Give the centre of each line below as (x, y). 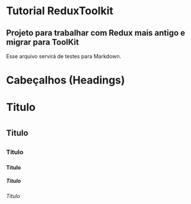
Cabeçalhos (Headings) (66, 80)
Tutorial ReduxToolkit (60, 11)
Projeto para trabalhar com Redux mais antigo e (96, 33)
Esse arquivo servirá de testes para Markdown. (64, 56)
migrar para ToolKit (42, 42)
